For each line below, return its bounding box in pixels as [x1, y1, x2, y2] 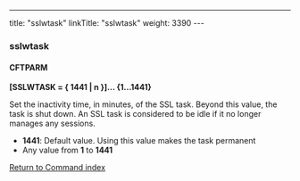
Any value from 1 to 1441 [21, 144, 113, 156]
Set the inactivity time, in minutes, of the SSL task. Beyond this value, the [9, 99, 278, 110]
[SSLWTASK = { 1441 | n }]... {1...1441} [9, 82, 152, 93]
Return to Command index [9, 162, 105, 173]
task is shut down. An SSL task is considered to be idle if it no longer [9, 109, 262, 119]
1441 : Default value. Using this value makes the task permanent [21, 136, 256, 146]
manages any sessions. [9, 118, 96, 129]
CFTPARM [9, 62, 48, 72]
